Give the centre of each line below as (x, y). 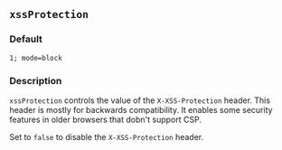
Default (26, 39)
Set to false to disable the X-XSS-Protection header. (107, 136)
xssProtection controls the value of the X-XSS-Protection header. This (140, 100)
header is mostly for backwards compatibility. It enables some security (141, 109)
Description (36, 80)
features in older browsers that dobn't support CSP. (105, 119)
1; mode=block (36, 58)
